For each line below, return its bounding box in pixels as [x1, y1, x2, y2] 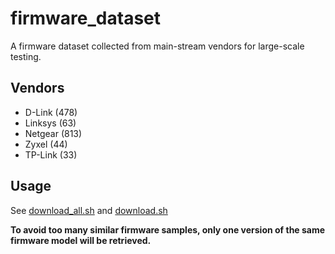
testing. [10, 50, 42, 62]
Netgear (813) [24, 127, 83, 139]
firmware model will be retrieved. [10, 234, 152, 246]
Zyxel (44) [24, 138, 68, 150]
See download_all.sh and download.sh [10, 204, 168, 216]
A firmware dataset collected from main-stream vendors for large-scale [10, 40, 305, 52]
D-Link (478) [24, 106, 78, 118]
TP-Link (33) [24, 148, 78, 161]
